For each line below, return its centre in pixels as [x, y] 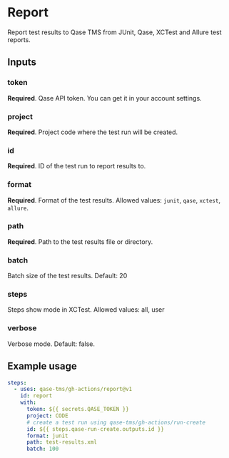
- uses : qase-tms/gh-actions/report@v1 [73, 390]
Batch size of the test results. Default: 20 [67, 276]
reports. [19, 39]
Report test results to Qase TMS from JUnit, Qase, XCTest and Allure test [115, 32]
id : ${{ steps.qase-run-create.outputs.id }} [95, 429]
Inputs [22, 62]
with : [29, 403]
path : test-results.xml [62, 442]
